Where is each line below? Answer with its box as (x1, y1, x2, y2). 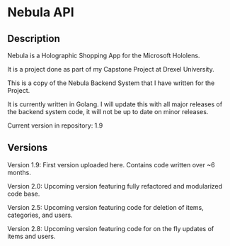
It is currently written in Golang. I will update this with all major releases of (7, 100, 223, 108)
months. (7, 168, 32, 177)
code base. (7, 189, 40, 198)
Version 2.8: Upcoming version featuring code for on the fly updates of (7, 224, 214, 233)
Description (7, 33, 60, 45)
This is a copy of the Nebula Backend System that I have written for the (7, 79, 215, 87)
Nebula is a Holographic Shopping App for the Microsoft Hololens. (7, 51, 200, 60)
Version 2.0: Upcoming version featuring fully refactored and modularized (7, 181, 223, 190)
